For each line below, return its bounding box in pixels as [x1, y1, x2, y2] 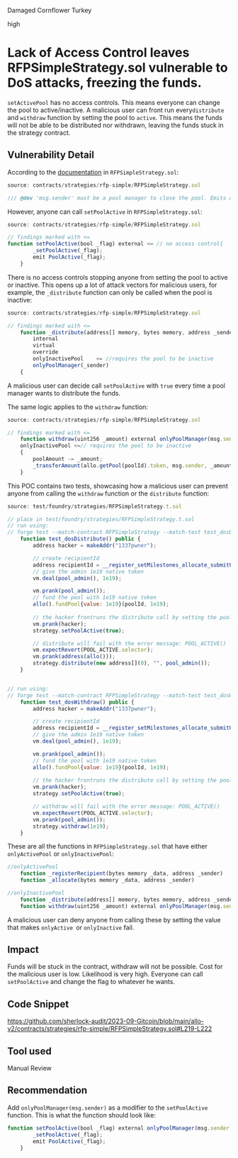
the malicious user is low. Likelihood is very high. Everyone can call [7, 970, 203, 978]
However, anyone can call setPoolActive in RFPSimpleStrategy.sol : [7, 207, 203, 216]
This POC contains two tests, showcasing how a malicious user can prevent [7, 481, 228, 490]
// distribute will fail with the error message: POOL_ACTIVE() [33, 640, 227, 647]
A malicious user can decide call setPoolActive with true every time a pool [7, 381, 225, 390]
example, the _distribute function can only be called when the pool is [7, 288, 212, 297]
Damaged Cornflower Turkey [7, 6, 92, 14]
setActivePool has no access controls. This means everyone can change [7, 98, 221, 106]
